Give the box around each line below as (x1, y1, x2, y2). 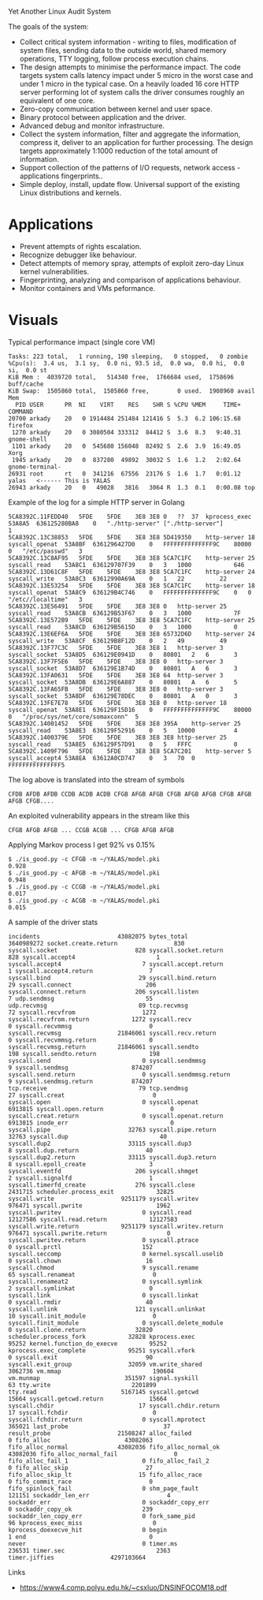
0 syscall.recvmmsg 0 (8, 1022, 154, 1030)
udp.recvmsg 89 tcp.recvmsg (8, 1001, 189, 1009)
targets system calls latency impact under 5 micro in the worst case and (19, 71, 254, 80)
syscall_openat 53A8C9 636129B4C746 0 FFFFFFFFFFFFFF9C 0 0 (8, 588, 252, 596)
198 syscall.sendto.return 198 (8, 1050, 160, 1057)
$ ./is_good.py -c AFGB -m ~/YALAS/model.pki (8, 869, 160, 877)
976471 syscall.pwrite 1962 (8, 1202, 171, 1210)
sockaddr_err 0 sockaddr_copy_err (8, 1498, 210, 1506)
